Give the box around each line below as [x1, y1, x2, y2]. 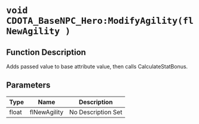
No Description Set [69, 108, 123, 116]
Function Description [6, 47, 87, 57]
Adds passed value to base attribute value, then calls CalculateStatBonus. [6, 63, 188, 70]
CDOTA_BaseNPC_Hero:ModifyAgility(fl [6, 15, 194, 27]
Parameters [6, 80, 51, 91]
